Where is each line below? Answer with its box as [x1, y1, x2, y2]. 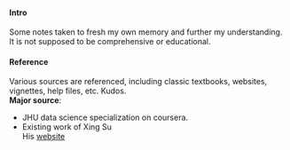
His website [21, 131, 66, 142]
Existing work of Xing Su [21, 122, 113, 132]
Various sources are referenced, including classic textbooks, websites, [9, 76, 268, 87]
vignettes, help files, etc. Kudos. [9, 85, 127, 97]
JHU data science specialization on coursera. [21, 112, 189, 123]
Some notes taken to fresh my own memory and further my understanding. [9, 27, 283, 37]
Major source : [9, 95, 62, 106]
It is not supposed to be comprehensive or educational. [9, 36, 211, 47]
